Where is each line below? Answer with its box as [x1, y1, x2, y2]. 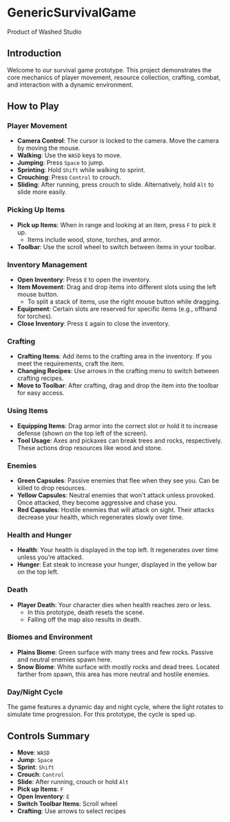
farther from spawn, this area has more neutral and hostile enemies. [17, 670, 210, 678]
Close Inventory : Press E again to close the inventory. [17, 319, 170, 328]
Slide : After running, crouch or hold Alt [17, 777, 129, 786]
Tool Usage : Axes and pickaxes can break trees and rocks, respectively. [17, 436, 222, 445]
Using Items [7, 406, 48, 416]
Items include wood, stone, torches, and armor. [27, 235, 162, 244]
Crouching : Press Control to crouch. [17, 173, 122, 182]
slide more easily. [17, 188, 67, 196]
